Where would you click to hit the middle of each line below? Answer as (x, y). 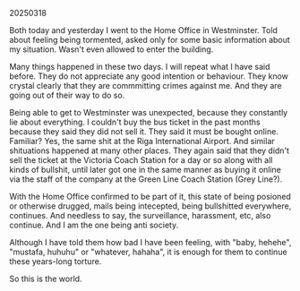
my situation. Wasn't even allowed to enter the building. (111, 49)
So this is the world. (46, 278)
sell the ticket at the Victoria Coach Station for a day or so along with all (141, 160)
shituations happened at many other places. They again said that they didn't (149, 150)
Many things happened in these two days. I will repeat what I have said (140, 67)
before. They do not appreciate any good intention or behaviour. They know (149, 76)
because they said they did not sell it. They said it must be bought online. (144, 132)
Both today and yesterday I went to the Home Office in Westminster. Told (143, 30)
